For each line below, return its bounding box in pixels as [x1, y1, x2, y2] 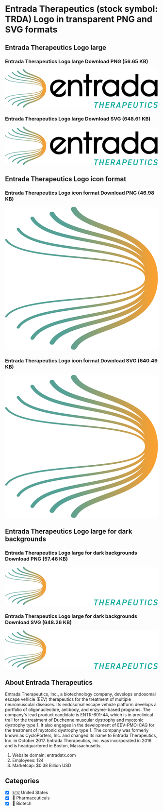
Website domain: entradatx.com [12, 752, 76, 758]
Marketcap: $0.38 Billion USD [12, 762, 71, 768]
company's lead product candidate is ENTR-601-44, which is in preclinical [5, 712, 153, 718]
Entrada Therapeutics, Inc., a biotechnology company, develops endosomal [5, 691, 156, 697]
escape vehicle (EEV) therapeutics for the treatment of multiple [5, 696, 131, 702]
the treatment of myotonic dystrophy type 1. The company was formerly [5, 727, 149, 733]
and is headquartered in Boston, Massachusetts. [5, 743, 102, 749]
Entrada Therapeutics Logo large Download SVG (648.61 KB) [5, 115, 151, 122]
